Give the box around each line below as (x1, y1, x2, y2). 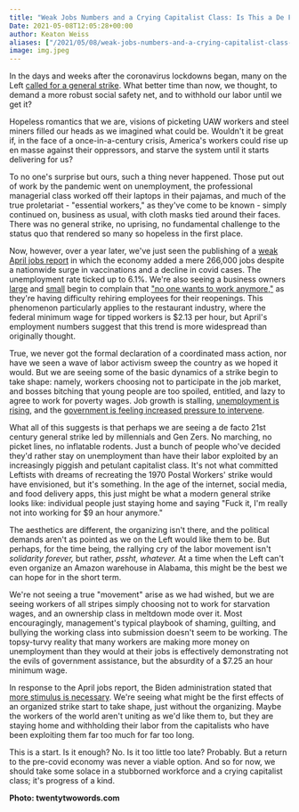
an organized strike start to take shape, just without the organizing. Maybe (9, 701, 282, 712)
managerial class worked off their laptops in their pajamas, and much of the (9, 191, 287, 201)
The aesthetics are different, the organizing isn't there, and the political (9, 525, 270, 536)
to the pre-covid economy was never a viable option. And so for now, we (9, 757, 276, 767)
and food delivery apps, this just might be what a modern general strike (9, 488, 271, 499)
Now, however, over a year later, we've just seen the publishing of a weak (9, 246, 279, 257)
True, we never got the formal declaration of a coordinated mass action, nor (9, 349, 287, 359)
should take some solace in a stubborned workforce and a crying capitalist (9, 766, 283, 776)
